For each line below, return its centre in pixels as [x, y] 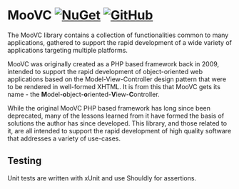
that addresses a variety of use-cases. [64, 138]
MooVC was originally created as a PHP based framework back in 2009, [113, 63]
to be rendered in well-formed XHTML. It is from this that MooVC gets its [114, 86]
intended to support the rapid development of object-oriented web [105, 71]
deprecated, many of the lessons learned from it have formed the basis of [116, 116]
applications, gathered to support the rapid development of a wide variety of [119, 42]
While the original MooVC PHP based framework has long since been [109, 108]
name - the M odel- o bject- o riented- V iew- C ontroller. [83, 94]
